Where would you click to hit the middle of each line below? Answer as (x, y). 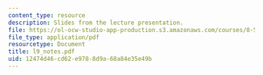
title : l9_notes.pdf (42, 52)
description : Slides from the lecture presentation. (96, 23)
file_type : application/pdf (54, 37)
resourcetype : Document (47, 45)
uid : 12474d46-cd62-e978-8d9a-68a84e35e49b (80, 59)
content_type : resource (47, 15)
